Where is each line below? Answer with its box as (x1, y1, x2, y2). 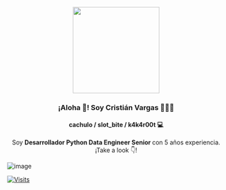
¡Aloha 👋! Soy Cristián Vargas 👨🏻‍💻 (57, 102, 175, 112)
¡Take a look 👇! (95, 146, 138, 155)
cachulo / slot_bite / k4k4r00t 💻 (68, 120, 164, 129)
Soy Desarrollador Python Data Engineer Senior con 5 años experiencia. (12, 138, 220, 146)
